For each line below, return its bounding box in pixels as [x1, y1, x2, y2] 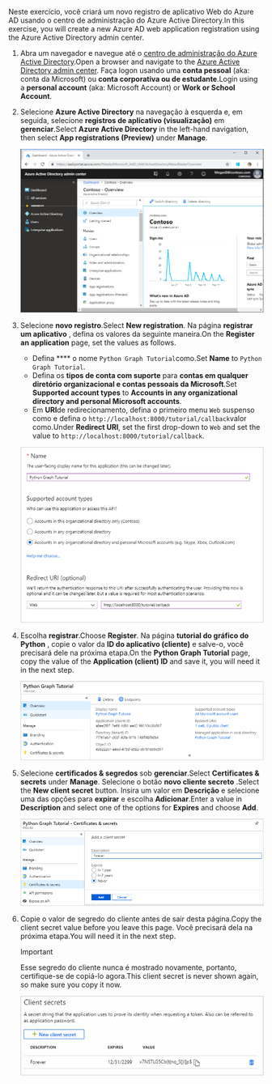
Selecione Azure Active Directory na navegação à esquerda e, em [19, 107, 243, 117]
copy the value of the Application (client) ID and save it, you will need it [19, 657, 261, 666]
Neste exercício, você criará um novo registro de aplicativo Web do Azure [8, 7, 254, 16]
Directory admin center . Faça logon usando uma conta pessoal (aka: [19, 66, 250, 75]
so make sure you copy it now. [19, 980, 122, 990]
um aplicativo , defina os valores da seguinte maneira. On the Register [19, 329, 255, 339]
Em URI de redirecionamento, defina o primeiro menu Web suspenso [32, 405, 255, 415]
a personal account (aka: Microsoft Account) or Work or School [19, 83, 236, 92]
